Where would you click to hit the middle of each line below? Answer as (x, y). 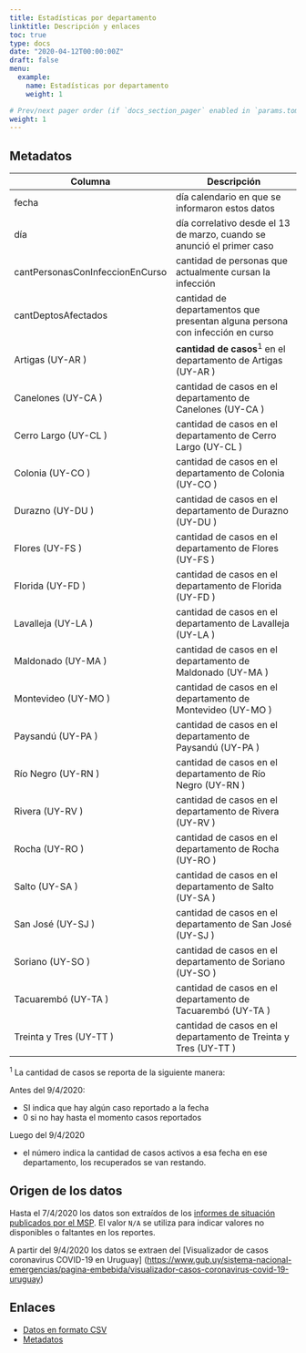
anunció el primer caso (225, 246)
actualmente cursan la (223, 272)
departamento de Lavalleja (233, 623)
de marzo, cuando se (221, 235)
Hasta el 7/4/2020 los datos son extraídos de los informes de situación (143, 1213)
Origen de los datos (66, 1191)
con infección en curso (225, 333)
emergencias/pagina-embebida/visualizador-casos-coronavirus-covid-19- (149, 1269)
